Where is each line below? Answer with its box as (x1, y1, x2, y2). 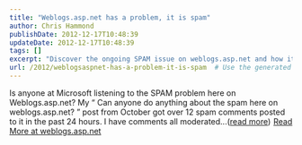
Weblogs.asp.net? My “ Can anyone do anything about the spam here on (9, 97, 279, 107)
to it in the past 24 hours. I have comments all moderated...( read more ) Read (9, 115, 293, 126)
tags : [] (9, 47, 42, 55)
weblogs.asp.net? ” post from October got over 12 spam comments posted (9, 107, 286, 117)
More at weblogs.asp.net (9, 125, 102, 136)
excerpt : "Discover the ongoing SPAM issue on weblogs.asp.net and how (9, 55, 283, 64)
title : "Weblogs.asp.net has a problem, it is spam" (9, 13, 211, 22)
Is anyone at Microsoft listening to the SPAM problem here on (9, 87, 236, 98)
